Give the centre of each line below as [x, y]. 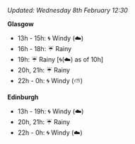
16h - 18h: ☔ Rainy [45, 49]
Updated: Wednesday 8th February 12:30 [68, 10]
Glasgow [20, 24]
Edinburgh [23, 97]
